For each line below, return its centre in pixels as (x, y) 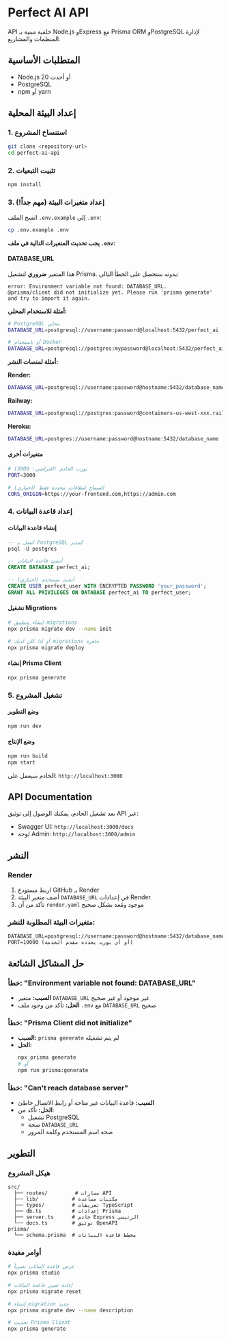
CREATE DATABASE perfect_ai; (49, 567)
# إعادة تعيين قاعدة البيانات (40, 1285)
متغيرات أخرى (26, 454)
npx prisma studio (34, 1273)
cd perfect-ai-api (34, 153)
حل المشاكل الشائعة (46, 963)
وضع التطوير (24, 712)
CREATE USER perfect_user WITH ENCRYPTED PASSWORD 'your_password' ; (107, 586)
